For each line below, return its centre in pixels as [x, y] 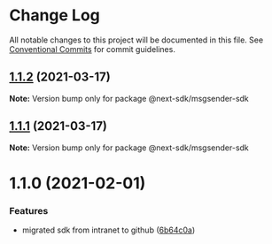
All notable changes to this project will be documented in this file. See [136, 40]
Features [29, 210]
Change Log [54, 15]
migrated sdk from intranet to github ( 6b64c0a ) [109, 230]
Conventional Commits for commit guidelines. [92, 49]
